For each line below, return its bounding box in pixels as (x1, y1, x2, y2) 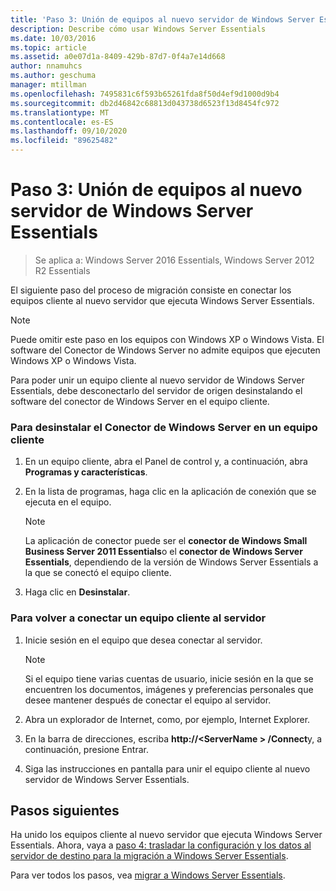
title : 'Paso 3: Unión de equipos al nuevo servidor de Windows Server (10, 14, 315, 25)
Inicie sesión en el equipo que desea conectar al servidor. (24, 634, 263, 646)
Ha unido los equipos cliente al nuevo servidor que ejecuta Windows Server (10, 829, 323, 841)
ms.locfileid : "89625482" (10, 136, 118, 146)
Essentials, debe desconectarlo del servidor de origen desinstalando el (10, 384, 303, 396)
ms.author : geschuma (10, 71, 97, 81)
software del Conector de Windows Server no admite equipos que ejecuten (10, 344, 321, 356)
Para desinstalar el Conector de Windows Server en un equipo (10, 420, 318, 434)
